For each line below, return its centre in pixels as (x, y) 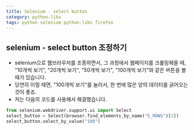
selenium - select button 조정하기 (67, 47)
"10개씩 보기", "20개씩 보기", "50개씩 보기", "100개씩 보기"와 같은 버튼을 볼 (100, 70)
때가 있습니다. (30, 77)
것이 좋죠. (25, 92)
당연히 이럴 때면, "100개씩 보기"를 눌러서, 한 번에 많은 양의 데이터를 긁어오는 (101, 85)
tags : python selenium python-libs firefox (60, 22)
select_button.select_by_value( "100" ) (53, 121)
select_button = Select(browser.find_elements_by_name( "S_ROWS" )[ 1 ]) (93, 116)
